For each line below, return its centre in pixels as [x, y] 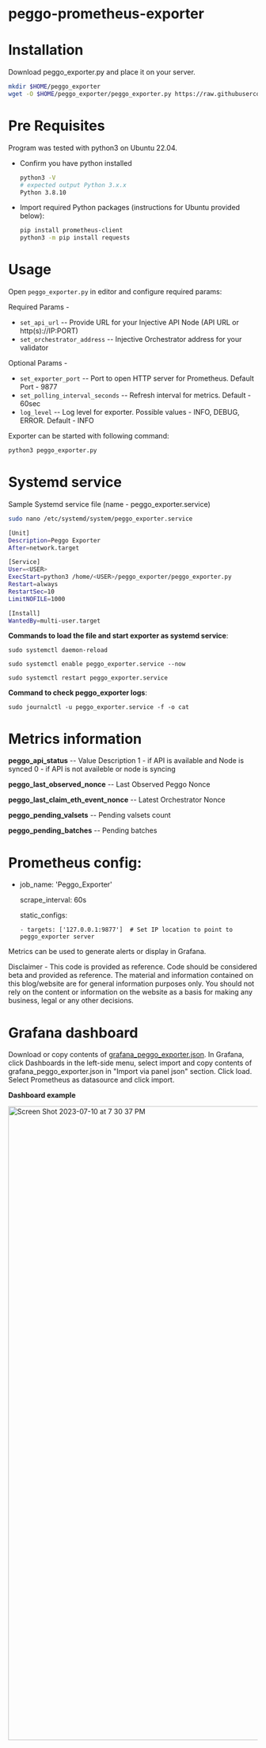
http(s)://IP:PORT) [49, 331]
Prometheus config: [75, 862]
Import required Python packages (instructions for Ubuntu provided [129, 208]
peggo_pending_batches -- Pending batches [83, 830]
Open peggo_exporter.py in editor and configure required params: [115, 292]
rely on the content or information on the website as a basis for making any [131, 992]
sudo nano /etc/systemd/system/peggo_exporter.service [101, 519]
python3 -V [38, 178]
